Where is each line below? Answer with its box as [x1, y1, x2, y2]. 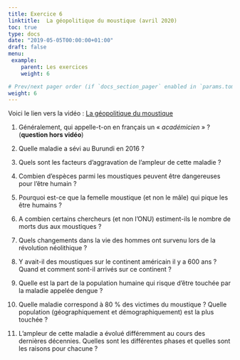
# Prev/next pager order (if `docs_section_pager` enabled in [8, 83, 197, 90]
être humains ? [18, 201, 63, 210]
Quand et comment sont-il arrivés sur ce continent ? [18, 265, 172, 274]
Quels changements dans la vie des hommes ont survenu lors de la [18, 236, 216, 245]
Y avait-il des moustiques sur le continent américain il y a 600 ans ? [18, 257, 217, 266]
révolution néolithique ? [18, 244, 88, 252]
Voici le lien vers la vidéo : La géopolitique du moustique [8, 109, 174, 118]
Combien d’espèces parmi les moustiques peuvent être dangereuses [18, 172, 221, 180]
